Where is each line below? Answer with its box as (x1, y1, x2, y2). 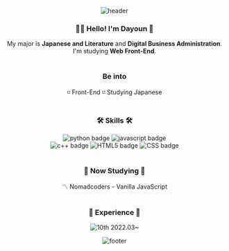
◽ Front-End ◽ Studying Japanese (67, 87, 162, 96)
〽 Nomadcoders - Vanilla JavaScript (61, 182, 168, 191)
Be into (102, 71, 127, 81)
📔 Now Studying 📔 (83, 166, 146, 175)
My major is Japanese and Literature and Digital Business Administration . (7, 40, 222, 48)
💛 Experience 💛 (88, 208, 141, 218)
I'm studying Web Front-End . (73, 47, 156, 55)
